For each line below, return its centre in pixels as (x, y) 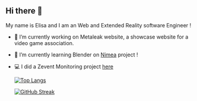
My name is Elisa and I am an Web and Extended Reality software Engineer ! (99, 25)
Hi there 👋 (24, 11)
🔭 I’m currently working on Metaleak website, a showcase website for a (101, 37)
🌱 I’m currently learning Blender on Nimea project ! (76, 55)
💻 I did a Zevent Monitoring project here (64, 67)
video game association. (44, 43)
